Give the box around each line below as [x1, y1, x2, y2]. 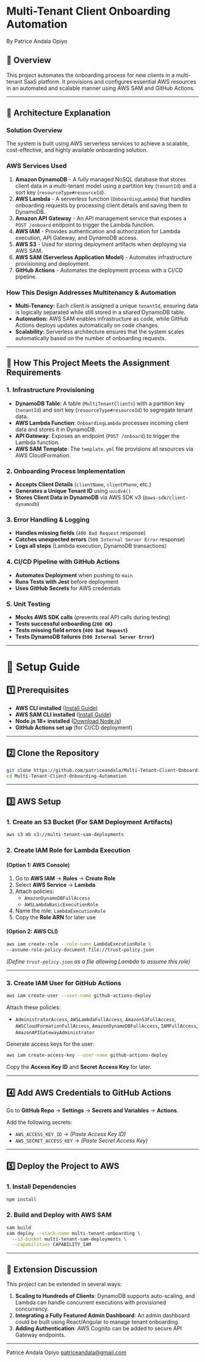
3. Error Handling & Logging [6, 515, 90, 523]
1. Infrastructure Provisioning [6, 386, 95, 395]
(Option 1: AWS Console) [6, 861, 70, 869]
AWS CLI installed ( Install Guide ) [15, 704, 98, 712]
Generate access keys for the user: [6, 1040, 95, 1048]
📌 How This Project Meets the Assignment [6, 358, 170, 368]
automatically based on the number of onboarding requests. [15, 335, 167, 342]
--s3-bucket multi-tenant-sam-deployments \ [12, 1236, 127, 1242]
